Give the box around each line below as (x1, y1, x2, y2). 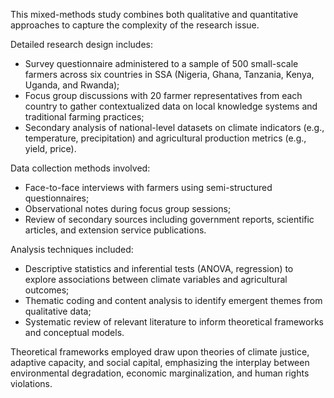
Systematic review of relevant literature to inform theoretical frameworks (24, 316, 324, 328)
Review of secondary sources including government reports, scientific (24, 214, 315, 225)
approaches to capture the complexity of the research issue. (10, 19, 260, 31)
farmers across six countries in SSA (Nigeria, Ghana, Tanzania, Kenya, (24, 69, 315, 80)
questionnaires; (24, 192, 90, 204)
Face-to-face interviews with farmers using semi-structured (24, 182, 273, 193)
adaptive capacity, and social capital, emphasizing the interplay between (10, 357, 310, 368)
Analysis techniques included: (10, 244, 134, 255)
